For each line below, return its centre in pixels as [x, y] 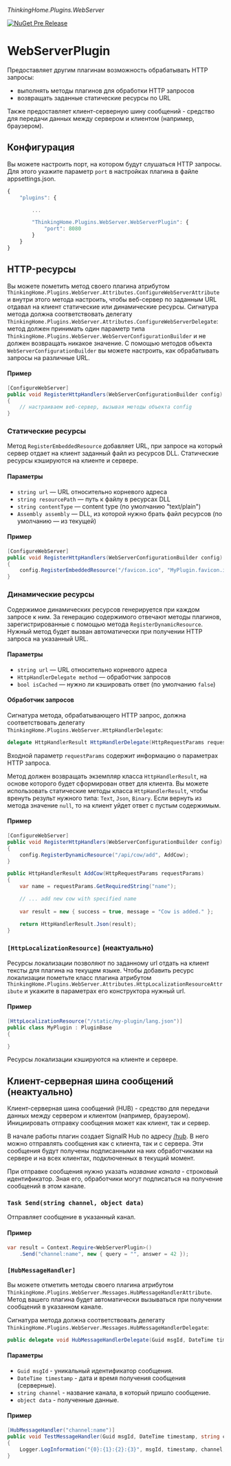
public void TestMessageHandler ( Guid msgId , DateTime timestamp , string [113, 1436]
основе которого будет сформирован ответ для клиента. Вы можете [108, 784]
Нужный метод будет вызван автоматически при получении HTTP [105, 631]
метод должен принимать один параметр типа [76, 329]
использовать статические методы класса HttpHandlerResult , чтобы [108, 790]
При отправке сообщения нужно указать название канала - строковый [113, 1172]
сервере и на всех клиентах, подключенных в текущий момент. [101, 1158]
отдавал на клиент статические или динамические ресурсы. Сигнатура [113, 307]
